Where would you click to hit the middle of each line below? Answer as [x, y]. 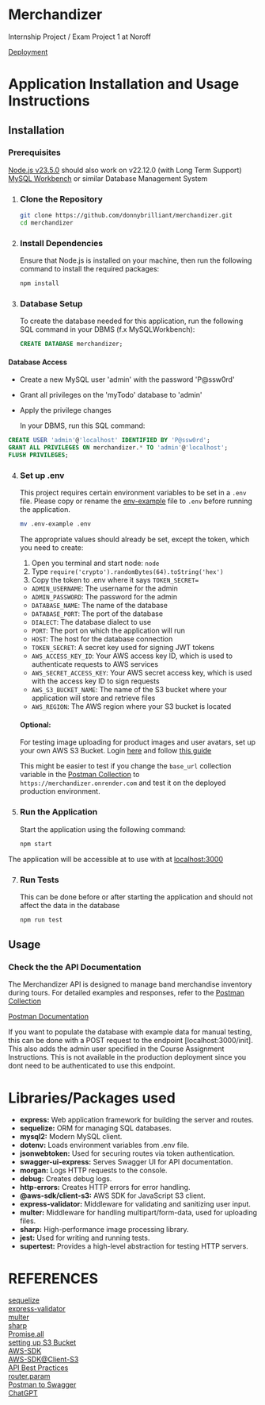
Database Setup [51, 303]
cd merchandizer [46, 223]
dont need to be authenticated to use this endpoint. [92, 1066]
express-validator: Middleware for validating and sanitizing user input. [135, 1204]
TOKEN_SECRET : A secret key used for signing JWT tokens [123, 648]
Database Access [38, 362]
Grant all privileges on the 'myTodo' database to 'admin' [111, 395]
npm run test [41, 920]
